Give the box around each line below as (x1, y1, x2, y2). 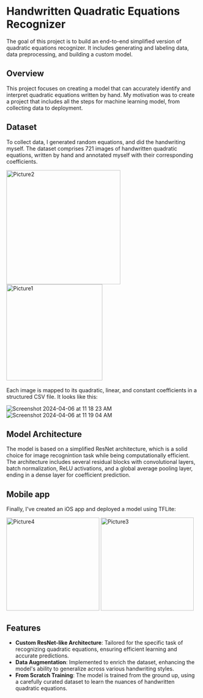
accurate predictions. (15, 652, 69, 659)
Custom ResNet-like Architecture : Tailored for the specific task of (15, 639, 183, 646)
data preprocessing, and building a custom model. (6, 50, 133, 58)
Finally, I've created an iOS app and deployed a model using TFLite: (6, 506, 176, 513)
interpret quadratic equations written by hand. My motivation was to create (6, 91, 195, 99)
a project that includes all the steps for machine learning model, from (6, 97, 180, 105)
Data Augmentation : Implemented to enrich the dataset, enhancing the (15, 659, 195, 666)
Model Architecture (6, 429, 83, 439)
